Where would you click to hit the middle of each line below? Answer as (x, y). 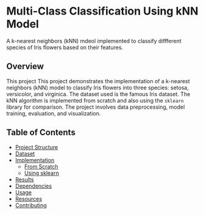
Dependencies (33, 186)
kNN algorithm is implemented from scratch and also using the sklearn (95, 100)
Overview (25, 67)
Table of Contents (41, 133)
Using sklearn (41, 173)
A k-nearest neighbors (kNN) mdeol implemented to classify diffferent (94, 41)
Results (24, 179)
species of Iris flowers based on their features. (65, 47)
